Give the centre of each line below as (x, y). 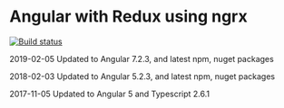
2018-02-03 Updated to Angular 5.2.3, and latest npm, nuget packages (142, 76)
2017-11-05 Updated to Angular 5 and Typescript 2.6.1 (110, 94)
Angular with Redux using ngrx (128, 17)
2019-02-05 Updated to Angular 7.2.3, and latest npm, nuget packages (142, 58)
